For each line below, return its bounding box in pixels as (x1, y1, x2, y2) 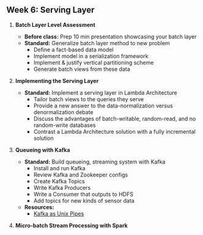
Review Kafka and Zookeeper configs (33, 171, 128, 178)
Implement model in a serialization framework (33, 52, 149, 60)
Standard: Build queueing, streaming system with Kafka (24, 158, 166, 165)
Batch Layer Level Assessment (15, 21, 96, 28)
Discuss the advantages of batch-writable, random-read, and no (33, 115, 196, 122)
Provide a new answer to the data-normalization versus (33, 102, 173, 109)
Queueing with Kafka (15, 146, 70, 153)
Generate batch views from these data (33, 65, 130, 73)
